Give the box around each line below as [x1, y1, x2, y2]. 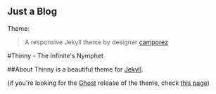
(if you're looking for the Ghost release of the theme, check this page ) [7, 79, 210, 87]
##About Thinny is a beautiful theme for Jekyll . [7, 65, 144, 73]
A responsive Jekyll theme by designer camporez [24, 38, 169, 46]
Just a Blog [7, 6, 58, 18]
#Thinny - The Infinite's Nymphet [7, 51, 104, 60]
